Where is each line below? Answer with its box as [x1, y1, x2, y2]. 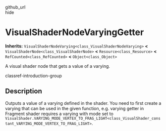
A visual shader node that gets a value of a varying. [5, 63, 111, 69]
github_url [5, 4, 26, 10]
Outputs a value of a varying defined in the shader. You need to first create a [5, 100, 162, 106]
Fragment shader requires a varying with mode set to [5, 111, 114, 117]
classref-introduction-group [5, 73, 62, 79]
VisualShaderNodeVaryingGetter [5, 27, 144, 38]
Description [5, 87, 42, 95]
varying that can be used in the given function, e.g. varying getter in [5, 105, 144, 111]
